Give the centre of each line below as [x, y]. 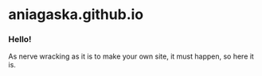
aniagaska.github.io [76, 15]
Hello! [20, 40]
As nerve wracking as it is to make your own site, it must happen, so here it [131, 56]
